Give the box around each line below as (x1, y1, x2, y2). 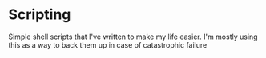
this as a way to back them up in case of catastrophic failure (8, 40, 208, 49)
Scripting (8, 6, 71, 24)
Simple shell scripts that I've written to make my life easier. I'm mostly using (8, 32, 258, 41)
